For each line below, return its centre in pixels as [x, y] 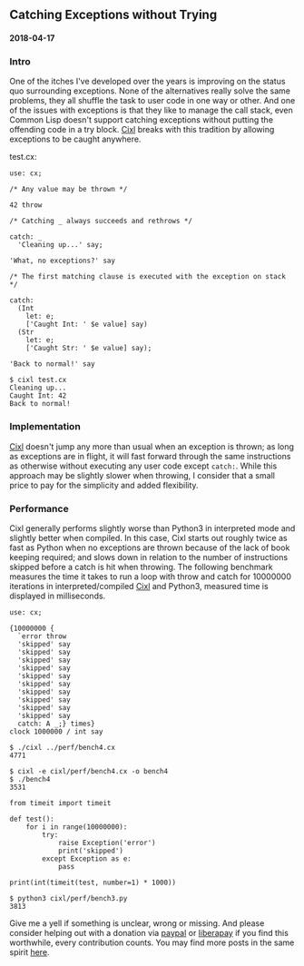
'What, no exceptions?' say [63, 261]
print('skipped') [91, 851]
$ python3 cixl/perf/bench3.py [69, 898]
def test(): [32, 819]
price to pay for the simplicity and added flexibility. [104, 485]
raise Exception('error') [107, 843]
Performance [39, 508]
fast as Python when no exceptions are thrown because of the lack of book [150, 547]
